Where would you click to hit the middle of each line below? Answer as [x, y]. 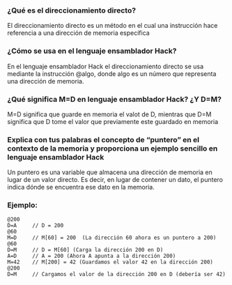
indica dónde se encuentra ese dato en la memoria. [81, 187]
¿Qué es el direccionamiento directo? [72, 10]
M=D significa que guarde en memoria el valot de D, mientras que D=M [109, 114]
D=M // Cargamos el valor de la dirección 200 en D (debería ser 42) [117, 275]
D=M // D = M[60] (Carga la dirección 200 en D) [85, 250]
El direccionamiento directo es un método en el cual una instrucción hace [113, 26]
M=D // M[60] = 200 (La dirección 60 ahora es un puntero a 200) [112, 238]
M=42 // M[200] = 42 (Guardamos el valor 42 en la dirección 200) [110, 262]
